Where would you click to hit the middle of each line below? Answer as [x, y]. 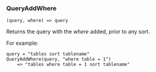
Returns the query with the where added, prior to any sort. [78, 32]
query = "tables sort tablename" [48, 54]
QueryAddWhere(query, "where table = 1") [59, 60]
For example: [22, 43]
